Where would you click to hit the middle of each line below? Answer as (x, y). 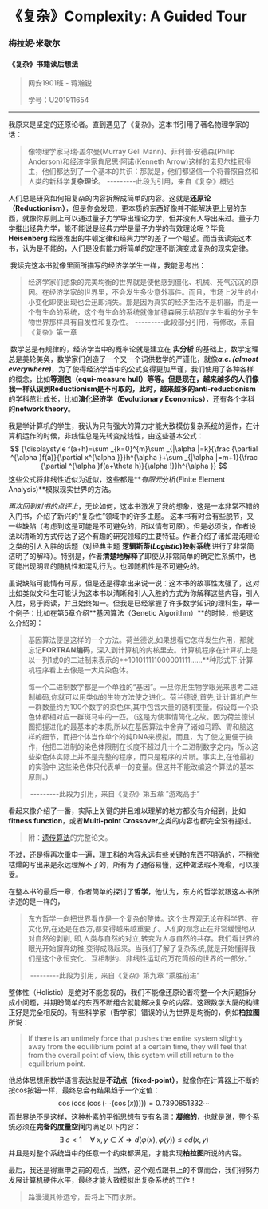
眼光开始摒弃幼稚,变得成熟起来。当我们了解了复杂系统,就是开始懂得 (138, 949)
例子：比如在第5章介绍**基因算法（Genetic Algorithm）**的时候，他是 (131, 613)
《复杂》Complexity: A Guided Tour (128, 16)
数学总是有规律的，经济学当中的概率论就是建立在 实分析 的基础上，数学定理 (134, 349)
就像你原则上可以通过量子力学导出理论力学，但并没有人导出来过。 (130, 218)
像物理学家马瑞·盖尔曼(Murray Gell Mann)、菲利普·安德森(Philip (131, 152)
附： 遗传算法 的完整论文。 (70, 838)
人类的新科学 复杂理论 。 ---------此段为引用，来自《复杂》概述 (130, 181)
